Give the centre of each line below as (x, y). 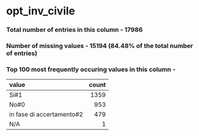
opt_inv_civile (41, 11)
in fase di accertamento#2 (46, 114)
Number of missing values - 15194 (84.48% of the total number (100, 46)
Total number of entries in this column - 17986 (75, 30)
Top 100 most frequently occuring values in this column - (91, 69)
